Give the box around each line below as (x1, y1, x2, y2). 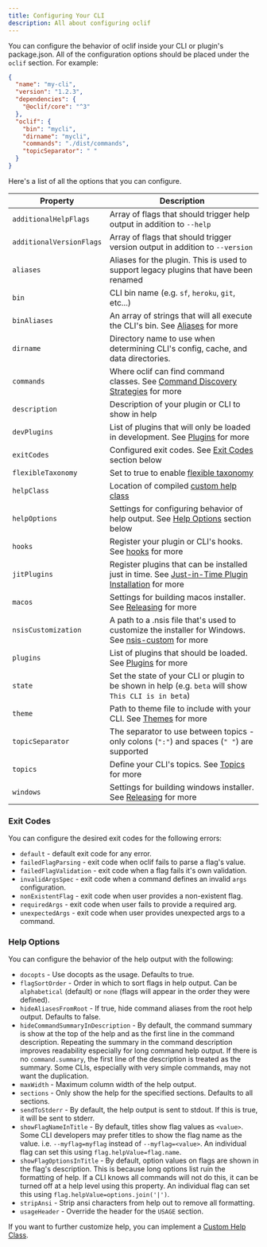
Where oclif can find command (110, 365, 225, 376)
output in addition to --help (110, 218, 211, 229)
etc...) (110, 297, 131, 308)
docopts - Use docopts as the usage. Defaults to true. (19, 970, 195, 980)
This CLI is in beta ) (110, 690, 191, 701)
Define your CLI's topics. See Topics (110, 758, 246, 770)
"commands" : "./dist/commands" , (22, 140, 130, 148)
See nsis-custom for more (110, 634, 208, 645)
